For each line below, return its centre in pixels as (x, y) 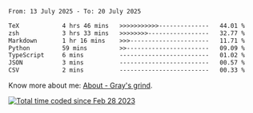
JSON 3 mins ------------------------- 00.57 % (127, 63)
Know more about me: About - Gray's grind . (80, 85)
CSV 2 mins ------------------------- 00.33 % (127, 70)
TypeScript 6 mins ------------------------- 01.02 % (127, 56)
